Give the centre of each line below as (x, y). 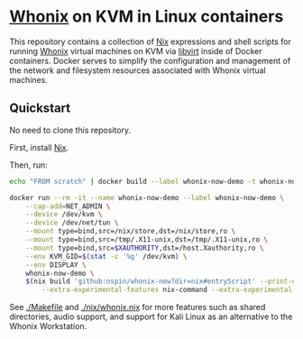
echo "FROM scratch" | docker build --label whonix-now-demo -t (133, 181)
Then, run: (28, 165)
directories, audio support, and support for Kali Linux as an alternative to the (151, 316)
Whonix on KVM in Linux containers (147, 17)
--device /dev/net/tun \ (72, 223)
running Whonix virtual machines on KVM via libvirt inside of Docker (136, 50)
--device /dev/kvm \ (64, 215)
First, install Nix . (39, 147)
